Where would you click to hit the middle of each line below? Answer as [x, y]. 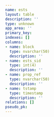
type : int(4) [23, 65]
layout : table [20, 14]
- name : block [20, 47]
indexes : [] [17, 38]
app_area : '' [19, 28]
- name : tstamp [21, 88]
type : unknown [20, 24]
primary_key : [19, 33]
